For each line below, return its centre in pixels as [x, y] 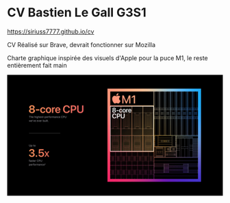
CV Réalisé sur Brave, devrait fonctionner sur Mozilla [81, 44]
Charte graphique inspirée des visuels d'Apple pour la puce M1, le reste [108, 58]
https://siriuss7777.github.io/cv [51, 31]
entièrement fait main [37, 65]
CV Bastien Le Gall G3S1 [77, 13]
